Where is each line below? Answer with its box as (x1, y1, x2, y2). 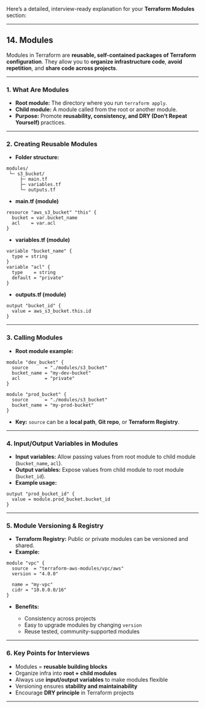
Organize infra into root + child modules (15, 669, 117, 677)
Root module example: (15, 347, 74, 354)
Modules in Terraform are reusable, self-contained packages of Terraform (6, 51, 196, 59)
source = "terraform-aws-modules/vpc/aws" (12, 565, 124, 572)
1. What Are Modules (6, 85, 69, 94)
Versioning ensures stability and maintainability (15, 682, 138, 690)
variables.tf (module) (15, 236, 70, 244)
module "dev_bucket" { (6, 359, 64, 365)
